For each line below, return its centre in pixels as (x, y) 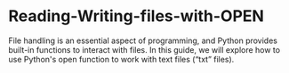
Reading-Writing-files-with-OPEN (136, 16)
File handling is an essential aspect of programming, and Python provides (143, 40)
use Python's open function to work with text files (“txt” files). (121, 59)
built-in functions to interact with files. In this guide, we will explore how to (144, 49)
